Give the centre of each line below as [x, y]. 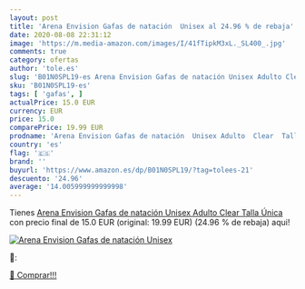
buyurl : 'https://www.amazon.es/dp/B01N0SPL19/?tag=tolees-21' [132, 170]
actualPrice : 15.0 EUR [52, 102]
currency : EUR [36, 111]
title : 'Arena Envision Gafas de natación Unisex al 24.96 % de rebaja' [152, 26]
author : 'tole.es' [44, 69]
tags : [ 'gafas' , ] [46, 94]
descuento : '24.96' [46, 178]
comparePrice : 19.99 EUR [56, 128]
